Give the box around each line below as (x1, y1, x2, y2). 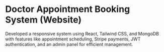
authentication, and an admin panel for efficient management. (5, 41, 133, 47)
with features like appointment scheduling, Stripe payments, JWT (5, 36, 141, 42)
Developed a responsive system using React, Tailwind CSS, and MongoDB (5, 30, 159, 36)
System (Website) (5, 14, 82, 25)
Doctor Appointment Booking (5, 3, 130, 15)
